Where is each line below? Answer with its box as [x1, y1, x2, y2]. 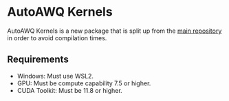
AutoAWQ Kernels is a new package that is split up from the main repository [7, 27, 222, 35]
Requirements [7, 54, 69, 66]
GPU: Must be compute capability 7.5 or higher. [17, 79, 151, 87]
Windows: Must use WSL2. [17, 72, 94, 80]
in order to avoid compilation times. [7, 33, 107, 42]
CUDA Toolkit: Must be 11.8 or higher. [17, 86, 122, 94]
